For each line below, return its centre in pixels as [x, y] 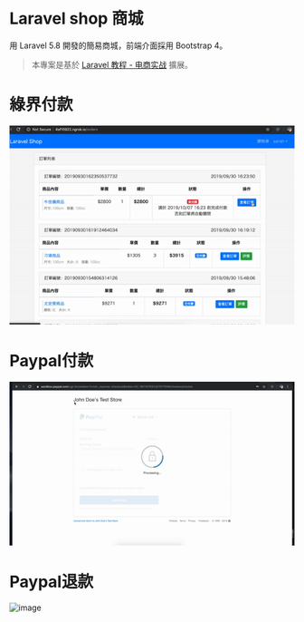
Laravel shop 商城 [76, 19]
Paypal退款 [52, 582]
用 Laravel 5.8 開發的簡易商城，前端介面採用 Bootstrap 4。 [119, 45]
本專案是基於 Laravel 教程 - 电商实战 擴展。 [112, 64]
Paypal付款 [52, 361]
